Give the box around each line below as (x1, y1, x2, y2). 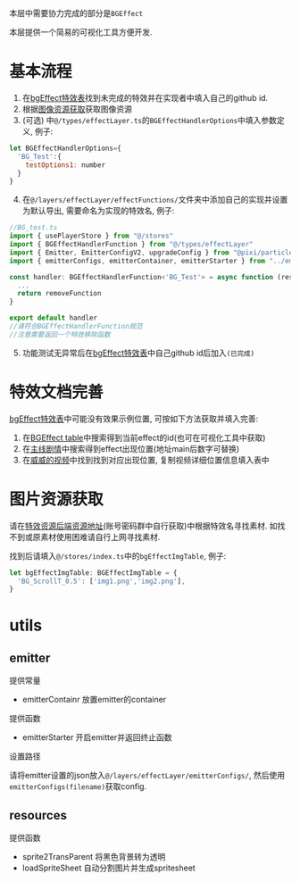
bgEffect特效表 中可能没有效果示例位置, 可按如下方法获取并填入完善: (9, 413, 259, 424)
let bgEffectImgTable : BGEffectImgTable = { (9, 568, 178, 578)
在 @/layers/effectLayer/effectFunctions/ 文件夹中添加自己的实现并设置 (21, 195, 288, 205)
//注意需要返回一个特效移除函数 (9, 329, 111, 339)
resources (9, 807, 67, 823)
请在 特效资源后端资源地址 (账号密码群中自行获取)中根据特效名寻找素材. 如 (9, 520, 279, 531)
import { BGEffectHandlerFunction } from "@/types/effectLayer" (9, 240, 254, 249)
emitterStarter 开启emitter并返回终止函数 (21, 732, 172, 743)
